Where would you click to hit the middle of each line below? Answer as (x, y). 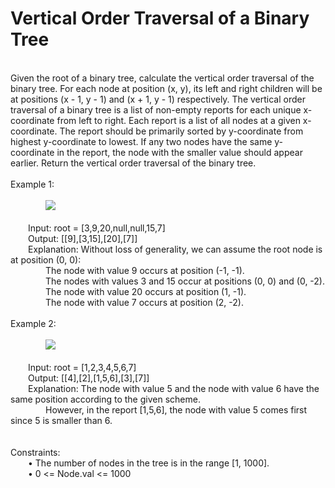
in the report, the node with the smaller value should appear (179, 152)
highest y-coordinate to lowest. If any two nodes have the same (141, 141)
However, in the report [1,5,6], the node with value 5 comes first (176, 409)
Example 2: (33, 323)
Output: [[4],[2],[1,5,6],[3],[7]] (89, 378)
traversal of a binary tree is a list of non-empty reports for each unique (156, 109)
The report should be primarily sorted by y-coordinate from (181, 131)
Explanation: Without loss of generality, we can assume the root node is (175, 249)
